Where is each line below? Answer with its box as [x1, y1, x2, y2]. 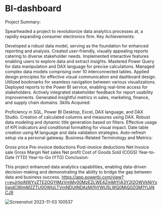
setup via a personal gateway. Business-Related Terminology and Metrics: [5, 134, 153, 141]
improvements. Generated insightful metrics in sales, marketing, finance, [5, 94, 150, 100]
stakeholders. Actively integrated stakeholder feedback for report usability [5, 89, 153, 95]
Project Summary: [5, 19, 41, 25]
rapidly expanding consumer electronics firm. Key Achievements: [5, 33, 135, 39]
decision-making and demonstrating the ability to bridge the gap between [5, 169, 152, 175]
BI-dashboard [5, 3, 62, 14]
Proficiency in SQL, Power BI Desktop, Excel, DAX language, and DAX [5, 109, 144, 114]
